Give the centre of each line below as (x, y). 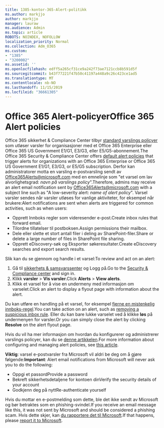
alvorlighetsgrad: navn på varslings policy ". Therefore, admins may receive (80, 182)
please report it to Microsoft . (34, 421)
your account (26, 385)
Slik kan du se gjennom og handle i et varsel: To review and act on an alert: (80, 259)
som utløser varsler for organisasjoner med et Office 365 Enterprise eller (79, 146)
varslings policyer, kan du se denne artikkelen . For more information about (80, 339)
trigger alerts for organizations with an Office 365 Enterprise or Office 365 (80, 161)
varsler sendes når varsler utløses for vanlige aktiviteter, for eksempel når (80, 198)
